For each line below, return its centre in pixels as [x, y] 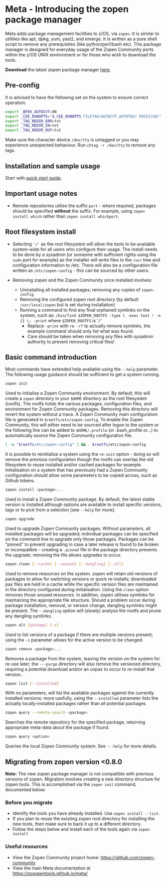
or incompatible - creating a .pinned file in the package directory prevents [81, 549]
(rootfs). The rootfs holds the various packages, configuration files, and [79, 404]
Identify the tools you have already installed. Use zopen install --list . [86, 813]
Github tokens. [20, 481]
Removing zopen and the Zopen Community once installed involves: [82, 280]
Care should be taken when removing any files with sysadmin [90, 336]
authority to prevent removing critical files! [71, 342]
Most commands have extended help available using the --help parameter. [82, 369]
